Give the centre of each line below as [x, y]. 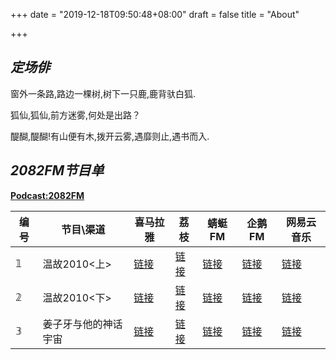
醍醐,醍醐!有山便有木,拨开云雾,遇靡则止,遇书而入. [110, 136]
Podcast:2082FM [47, 195]
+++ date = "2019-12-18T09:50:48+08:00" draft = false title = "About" [155, 14]
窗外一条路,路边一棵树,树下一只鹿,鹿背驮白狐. [103, 93]
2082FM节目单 [57, 170]
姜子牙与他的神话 [82, 324]
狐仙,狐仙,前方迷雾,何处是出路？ [76, 115]
